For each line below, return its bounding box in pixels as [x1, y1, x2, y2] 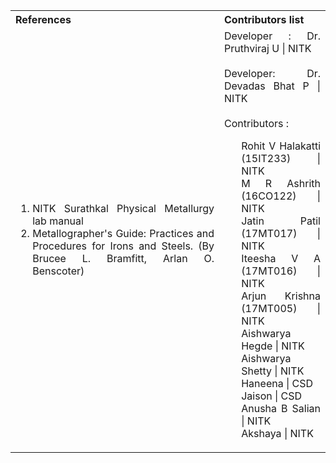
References [15, 13, 72, 26]
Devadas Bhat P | [224, 79, 321, 93]
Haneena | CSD [241, 377, 314, 390]
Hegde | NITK [241, 339, 305, 353]
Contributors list [224, 13, 305, 26]
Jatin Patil [241, 214, 321, 228]
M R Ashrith [241, 177, 321, 190]
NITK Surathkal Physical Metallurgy [32, 202, 215, 215]
